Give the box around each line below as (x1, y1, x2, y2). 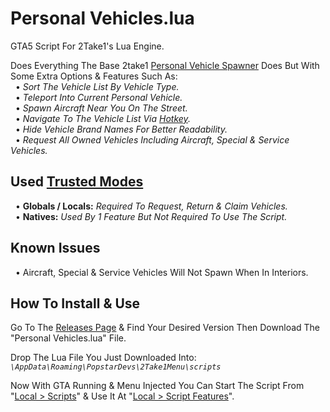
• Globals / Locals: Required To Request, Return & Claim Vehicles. (14, 200, 288, 212)
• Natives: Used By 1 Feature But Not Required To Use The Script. (14, 210, 288, 222)
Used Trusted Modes (10, 173, 144, 191)
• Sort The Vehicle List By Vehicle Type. (14, 80, 180, 92)
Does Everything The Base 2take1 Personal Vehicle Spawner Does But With (10, 59, 320, 71)
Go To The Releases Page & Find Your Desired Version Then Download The (10, 322, 321, 334)
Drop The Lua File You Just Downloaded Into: (10, 352, 197, 364)
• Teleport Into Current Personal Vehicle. (14, 91, 183, 103)
